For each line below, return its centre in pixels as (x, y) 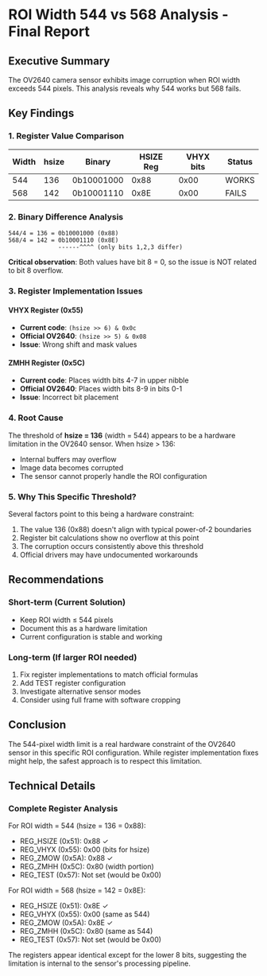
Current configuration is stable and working (91, 636)
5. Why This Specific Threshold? (72, 496)
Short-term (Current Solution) (67, 602)
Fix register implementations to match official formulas (109, 675)
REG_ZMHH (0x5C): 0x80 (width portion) (87, 867)
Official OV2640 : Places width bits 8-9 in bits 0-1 (101, 389)
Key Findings (41, 113)
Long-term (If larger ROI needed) (73, 657)
